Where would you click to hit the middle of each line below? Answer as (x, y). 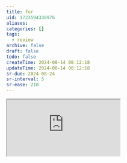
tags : (13, 34)
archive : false (25, 46)
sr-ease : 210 (23, 85)
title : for (20, 12)
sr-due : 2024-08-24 (31, 74)
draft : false (23, 51)
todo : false (21, 57)
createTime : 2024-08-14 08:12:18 (48, 62)
